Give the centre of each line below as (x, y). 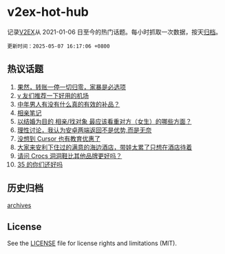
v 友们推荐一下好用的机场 (53, 95)
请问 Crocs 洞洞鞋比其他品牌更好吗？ (69, 156)
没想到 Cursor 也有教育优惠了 (59, 138)
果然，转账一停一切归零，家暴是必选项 (71, 87)
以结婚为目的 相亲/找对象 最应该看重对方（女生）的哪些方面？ (104, 121)
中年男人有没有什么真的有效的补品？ (68, 104)
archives (19, 205)
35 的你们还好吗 (40, 164)
